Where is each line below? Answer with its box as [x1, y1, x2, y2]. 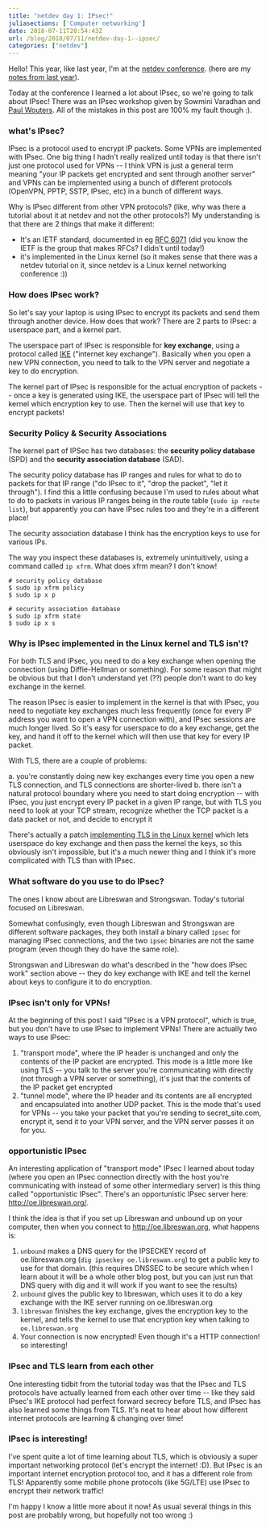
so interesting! [19, 1340, 69, 1351]
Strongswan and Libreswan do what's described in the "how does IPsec [8, 960, 247, 969]
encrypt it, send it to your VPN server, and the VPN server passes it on [19, 1116, 255, 1126]
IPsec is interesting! [8, 1433, 88, 1444]
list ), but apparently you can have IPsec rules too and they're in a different [8, 505, 260, 514]
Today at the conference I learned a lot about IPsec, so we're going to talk [8, 88, 254, 98]
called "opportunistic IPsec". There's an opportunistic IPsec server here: [8, 1189, 248, 1199]
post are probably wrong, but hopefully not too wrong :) [8, 1509, 193, 1520]
